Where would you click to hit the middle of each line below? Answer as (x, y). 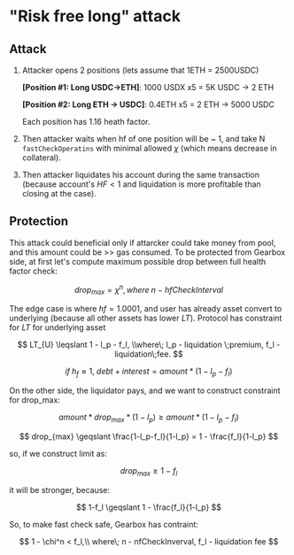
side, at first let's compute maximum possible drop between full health (138, 261)
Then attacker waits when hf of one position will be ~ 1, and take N (143, 139)
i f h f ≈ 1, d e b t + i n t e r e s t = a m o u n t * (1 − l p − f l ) (149, 372)
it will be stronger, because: (60, 489)
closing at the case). (59, 193)
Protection (39, 222)
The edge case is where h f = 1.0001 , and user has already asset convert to (146, 309)
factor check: (34, 271)
